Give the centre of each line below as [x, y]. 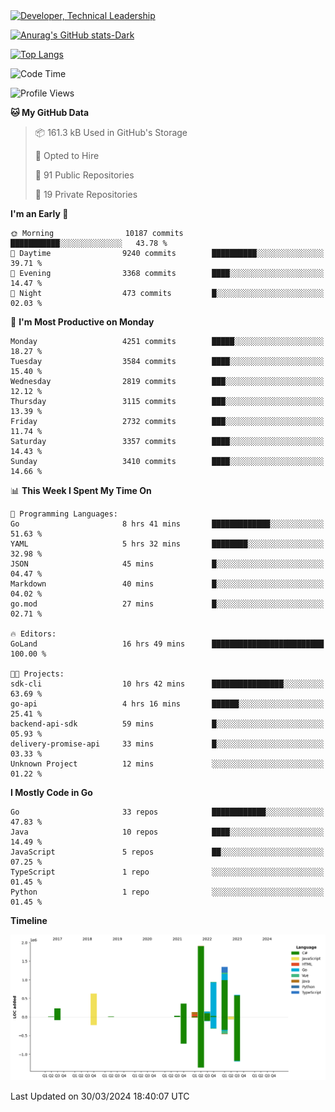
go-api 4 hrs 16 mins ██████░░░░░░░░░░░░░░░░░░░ [167, 704]
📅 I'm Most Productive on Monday [82, 322]
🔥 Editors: [33, 634]
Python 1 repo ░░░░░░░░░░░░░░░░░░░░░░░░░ [167, 892]
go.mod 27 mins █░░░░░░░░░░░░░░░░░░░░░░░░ [167, 604]
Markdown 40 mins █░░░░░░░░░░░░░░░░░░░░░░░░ [167, 584]
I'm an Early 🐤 [39, 213]
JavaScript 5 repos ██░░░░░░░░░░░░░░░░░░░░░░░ [167, 852]
